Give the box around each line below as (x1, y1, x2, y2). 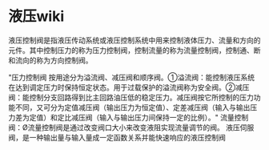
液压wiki (8, 7, 65, 26)
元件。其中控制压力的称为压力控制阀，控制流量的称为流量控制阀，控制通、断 (8, 45, 261, 55)
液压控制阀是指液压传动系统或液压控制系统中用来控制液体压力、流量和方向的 (8, 35, 261, 45)
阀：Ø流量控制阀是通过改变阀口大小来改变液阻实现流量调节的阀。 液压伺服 (8, 122, 255, 132)
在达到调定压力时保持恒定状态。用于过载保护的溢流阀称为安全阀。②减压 (8, 82, 250, 92)
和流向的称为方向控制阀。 (8, 55, 93, 65)
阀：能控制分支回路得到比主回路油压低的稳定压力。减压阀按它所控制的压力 (8, 92, 254, 102)
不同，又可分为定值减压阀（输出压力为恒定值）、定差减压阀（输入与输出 (14, 102, 251, 112)
